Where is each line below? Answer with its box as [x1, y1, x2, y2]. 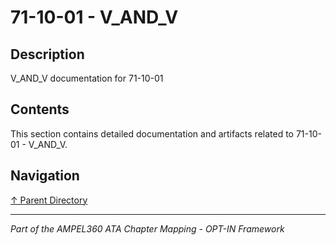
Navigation [10, 167, 80, 185]
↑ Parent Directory [10, 194, 88, 206]
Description [10, 46, 85, 63]
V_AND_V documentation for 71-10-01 [10, 72, 164, 84]
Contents [10, 101, 70, 118]
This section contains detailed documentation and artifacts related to [10, 127, 295, 140]
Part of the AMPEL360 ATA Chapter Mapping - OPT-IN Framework [10, 222, 285, 235]
